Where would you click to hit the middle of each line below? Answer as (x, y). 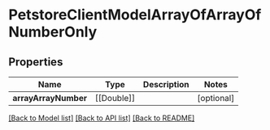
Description (166, 84)
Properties (36, 62)
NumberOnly (53, 32)
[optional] (216, 98)
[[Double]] (115, 98)
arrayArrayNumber (50, 98)
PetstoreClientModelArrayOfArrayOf (135, 15)
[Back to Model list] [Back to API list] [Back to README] (102, 118)
